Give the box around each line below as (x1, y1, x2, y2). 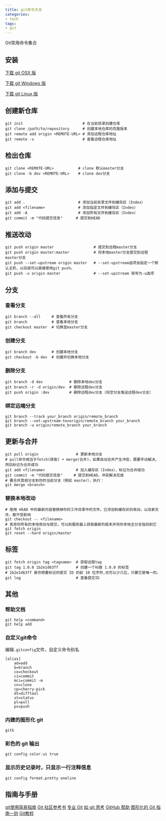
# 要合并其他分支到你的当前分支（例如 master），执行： (5, 478, 105, 483)
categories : (5, 12, 30, 17)
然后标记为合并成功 (5, 462, 39, 467)
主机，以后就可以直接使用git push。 (8, 266, 75, 271)
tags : (5, 21, 16, 26)
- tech (5, 16, 19, 21)
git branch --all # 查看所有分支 (5, 314, 78, 319)
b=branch (14, 665, 32, 670)
